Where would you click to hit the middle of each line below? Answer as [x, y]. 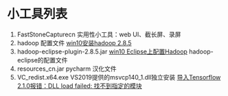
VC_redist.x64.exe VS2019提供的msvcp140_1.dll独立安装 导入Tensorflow [119, 77]
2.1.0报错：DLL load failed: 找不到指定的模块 [79, 86]
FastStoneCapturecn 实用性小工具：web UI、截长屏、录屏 [99, 34]
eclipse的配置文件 [42, 60]
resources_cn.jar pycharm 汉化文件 [67, 69]
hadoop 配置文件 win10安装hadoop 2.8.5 [74, 43]
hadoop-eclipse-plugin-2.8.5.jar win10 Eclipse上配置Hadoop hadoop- [115, 51]
